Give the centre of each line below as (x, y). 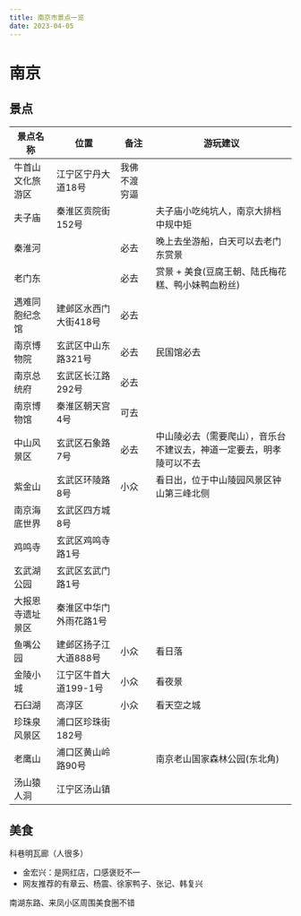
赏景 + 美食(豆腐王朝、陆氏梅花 (221, 272)
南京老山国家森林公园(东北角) (218, 758)
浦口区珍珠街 (83, 722)
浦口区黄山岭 (83, 752)
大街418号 (78, 322)
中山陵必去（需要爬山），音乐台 (221, 436)
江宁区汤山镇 (83, 789)
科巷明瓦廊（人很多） (48, 853)
